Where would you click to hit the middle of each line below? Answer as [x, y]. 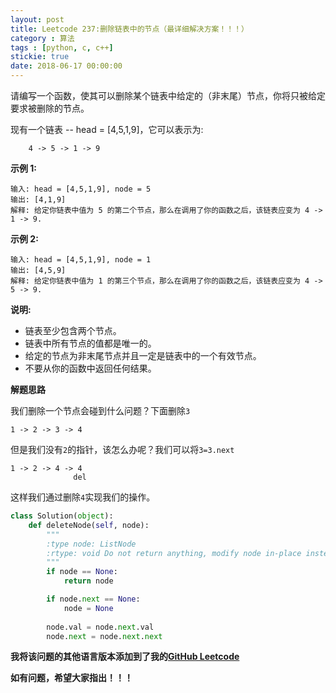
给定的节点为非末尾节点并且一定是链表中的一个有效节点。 [143, 355]
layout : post [37, 19]
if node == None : [82, 572]
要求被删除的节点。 [50, 108]
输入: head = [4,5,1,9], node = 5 [81, 189]
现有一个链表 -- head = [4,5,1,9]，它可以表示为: [107, 129]
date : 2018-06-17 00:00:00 [66, 66]
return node [88, 581]
